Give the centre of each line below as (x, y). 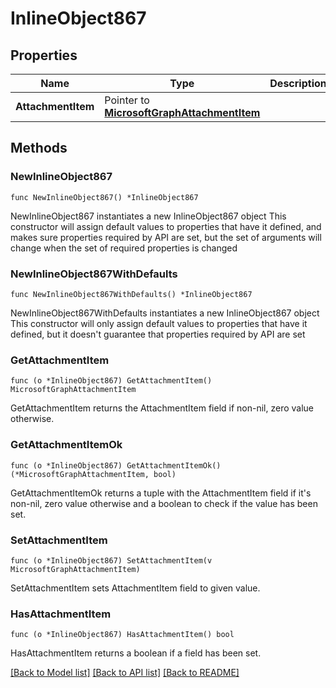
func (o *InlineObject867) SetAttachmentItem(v (111, 560)
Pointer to (127, 100)
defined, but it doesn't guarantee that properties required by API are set (158, 334)
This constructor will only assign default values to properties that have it (159, 323)
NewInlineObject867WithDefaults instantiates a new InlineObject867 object (165, 313)
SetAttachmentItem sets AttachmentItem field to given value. (135, 588)
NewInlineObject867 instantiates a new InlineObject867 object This (148, 216)
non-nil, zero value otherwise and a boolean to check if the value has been (164, 503)
